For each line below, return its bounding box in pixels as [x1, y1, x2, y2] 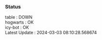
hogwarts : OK [5, 19, 34, 25]
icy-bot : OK [5, 25, 29, 30]
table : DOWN [5, 14, 33, 20]
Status [5, 3, 21, 10]
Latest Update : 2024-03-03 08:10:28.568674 [5, 30, 97, 36]
